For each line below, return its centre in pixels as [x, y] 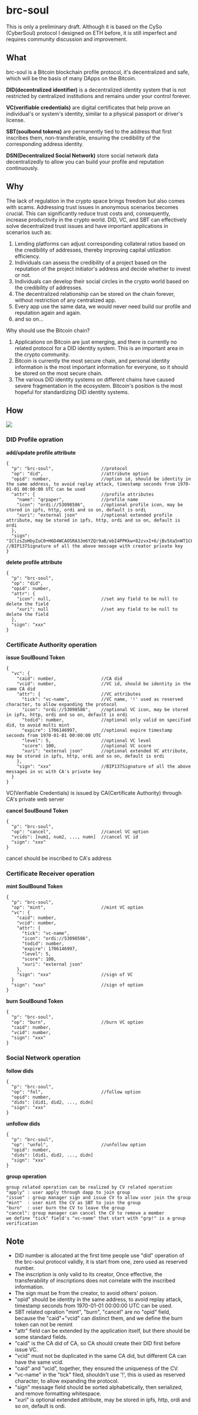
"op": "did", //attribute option [80, 474]
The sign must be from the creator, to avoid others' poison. [86, 1293]
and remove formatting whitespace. [58, 1394]
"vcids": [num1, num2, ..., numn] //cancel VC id [75, 837]
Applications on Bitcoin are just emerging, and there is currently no [96, 342]
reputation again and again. [48, 312]
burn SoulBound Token [35, 1001]
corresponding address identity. [45, 144]
